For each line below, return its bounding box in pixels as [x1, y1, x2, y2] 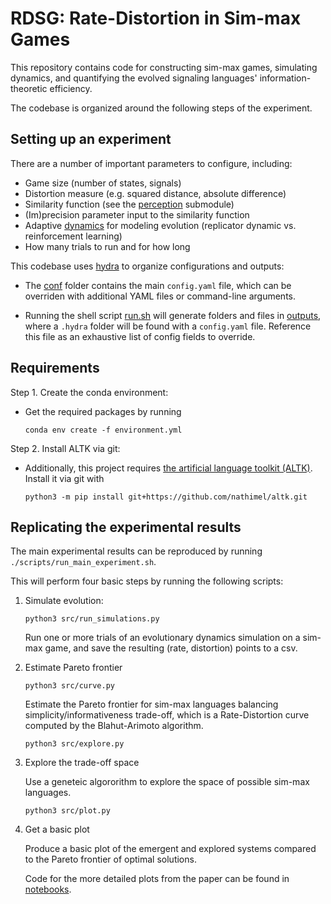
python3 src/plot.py [24, 806, 111, 816]
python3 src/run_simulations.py [24, 614, 160, 624]
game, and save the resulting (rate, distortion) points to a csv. [44, 642, 298, 654]
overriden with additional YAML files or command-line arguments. [24, 290, 296, 302]
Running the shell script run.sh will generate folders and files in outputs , [24, 309, 322, 321]
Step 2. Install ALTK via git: [10, 442, 121, 454]
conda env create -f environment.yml [24, 425, 183, 435]
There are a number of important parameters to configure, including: [10, 157, 293, 169]
